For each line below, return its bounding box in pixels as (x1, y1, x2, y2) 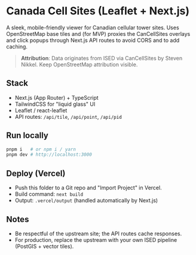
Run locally (6, 130, 49, 141)
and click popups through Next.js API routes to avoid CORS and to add (6, 36, 180, 44)
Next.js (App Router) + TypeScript (14, 94, 99, 101)
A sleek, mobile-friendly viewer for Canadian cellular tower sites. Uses (6, 24, 179, 31)
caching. (6, 43, 28, 50)
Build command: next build (14, 191, 84, 198)
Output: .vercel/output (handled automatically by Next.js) (14, 197, 158, 204)
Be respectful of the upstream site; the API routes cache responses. (14, 230, 182, 237)
